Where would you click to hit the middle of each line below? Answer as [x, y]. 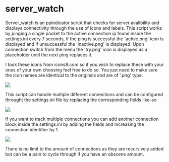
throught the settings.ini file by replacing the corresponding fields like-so [81, 100]
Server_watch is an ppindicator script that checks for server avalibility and [82, 23]
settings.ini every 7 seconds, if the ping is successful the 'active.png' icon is [84, 39]
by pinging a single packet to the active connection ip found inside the [78, 33]
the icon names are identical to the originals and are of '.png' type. [74, 75]
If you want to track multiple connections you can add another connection [82, 119]
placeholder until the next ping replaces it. [49, 55]
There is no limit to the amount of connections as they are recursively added [84, 148]
